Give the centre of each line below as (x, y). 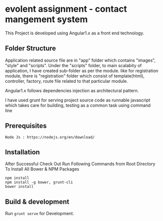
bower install (20, 187)
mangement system (46, 19)
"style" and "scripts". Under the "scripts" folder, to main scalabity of (73, 65)
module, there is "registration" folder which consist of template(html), (75, 76)
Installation (22, 152)
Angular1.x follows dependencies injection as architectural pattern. (72, 90)
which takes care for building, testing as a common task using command (78, 105)
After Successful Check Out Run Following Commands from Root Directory (80, 164)
